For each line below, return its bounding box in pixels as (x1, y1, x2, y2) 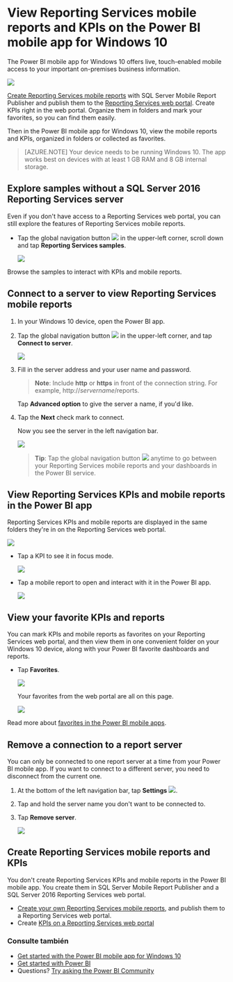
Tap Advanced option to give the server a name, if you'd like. (17, 400, 194, 408)
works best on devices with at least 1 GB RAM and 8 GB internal (24, 155, 207, 163)
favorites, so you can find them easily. (7, 113, 116, 122)
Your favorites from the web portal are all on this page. (17, 692, 174, 701)
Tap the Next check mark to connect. (17, 413, 125, 421)
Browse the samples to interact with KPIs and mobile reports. (7, 268, 182, 276)
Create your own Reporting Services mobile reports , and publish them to (17, 903, 225, 912)
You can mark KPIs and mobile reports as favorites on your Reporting (7, 630, 205, 639)
